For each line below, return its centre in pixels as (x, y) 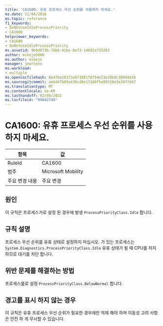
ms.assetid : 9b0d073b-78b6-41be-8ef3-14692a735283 (57, 50)
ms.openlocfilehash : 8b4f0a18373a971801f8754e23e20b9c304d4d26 (71, 77)
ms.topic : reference (26, 18)
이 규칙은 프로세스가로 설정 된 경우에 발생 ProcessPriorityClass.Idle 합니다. (79, 212)
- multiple (16, 73)
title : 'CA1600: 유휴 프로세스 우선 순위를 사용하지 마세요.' (60, 9)
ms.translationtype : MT (29, 86)
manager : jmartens (24, 64)
